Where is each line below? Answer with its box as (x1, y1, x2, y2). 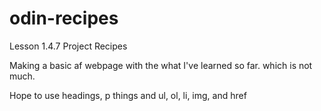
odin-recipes (9, 7, 119, 30)
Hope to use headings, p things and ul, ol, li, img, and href (9, 89, 247, 101)
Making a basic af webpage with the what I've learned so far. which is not (9, 59, 313, 71)
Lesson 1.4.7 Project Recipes (9, 40, 128, 52)
